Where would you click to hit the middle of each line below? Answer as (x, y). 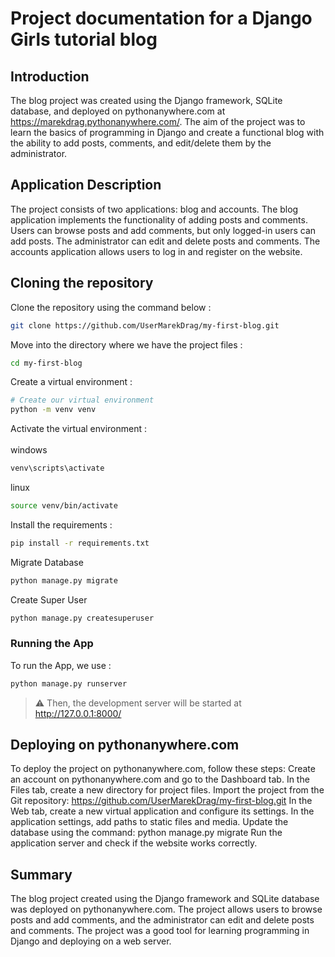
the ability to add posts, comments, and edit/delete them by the (141, 143)
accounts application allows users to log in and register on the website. (156, 251)
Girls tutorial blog (84, 39)
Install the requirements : (61, 524)
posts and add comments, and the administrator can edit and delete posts (162, 920)
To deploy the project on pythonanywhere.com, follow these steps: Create (163, 769)
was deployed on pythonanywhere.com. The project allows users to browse (166, 909)
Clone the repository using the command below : (111, 307)
